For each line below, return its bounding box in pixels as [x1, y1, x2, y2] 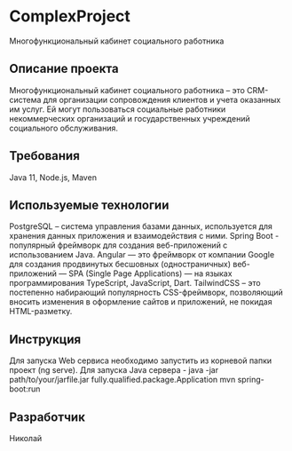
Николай [9, 433, 43, 443]
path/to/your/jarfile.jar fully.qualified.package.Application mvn [9, 375, 236, 385]
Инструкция [9, 331, 82, 347]
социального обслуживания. [9, 123, 118, 133]
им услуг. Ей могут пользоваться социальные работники [9, 104, 226, 115]
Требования [9, 148, 80, 163]
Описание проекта [9, 61, 119, 76]
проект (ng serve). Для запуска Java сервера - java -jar [9, 365, 219, 376]
